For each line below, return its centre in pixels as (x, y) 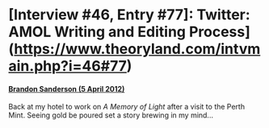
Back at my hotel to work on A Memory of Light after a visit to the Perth (126, 107)
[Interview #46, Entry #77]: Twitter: (129, 15)
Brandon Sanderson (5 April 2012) (67, 89)
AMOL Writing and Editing (97, 32)
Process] (219, 32)
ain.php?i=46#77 (68, 66)
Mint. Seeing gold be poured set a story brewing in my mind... (111, 115)
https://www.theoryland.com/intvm (137, 49)
